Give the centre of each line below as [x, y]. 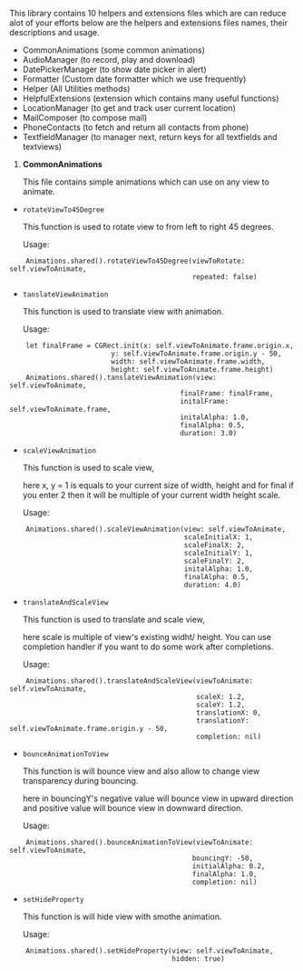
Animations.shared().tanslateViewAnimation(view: [122, 377]
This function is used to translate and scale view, [114, 619]
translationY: [223, 721]
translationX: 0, [229, 713]
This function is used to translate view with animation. [123, 311]
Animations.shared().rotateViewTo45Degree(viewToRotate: [136, 261]
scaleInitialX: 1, [219, 537]
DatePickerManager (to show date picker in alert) [114, 69]
